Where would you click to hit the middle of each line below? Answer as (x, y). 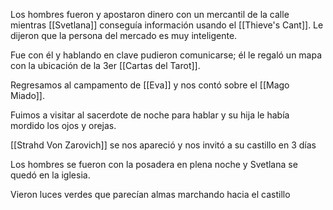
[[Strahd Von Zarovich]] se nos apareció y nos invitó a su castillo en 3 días (163, 145)
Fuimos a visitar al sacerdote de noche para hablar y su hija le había (150, 115)
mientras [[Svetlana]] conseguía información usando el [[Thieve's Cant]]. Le (167, 25)
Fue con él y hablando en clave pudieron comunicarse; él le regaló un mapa (166, 55)
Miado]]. (27, 95)
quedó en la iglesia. (50, 175)
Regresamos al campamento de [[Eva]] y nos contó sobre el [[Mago (150, 85)
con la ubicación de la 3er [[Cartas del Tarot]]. (105, 65)
